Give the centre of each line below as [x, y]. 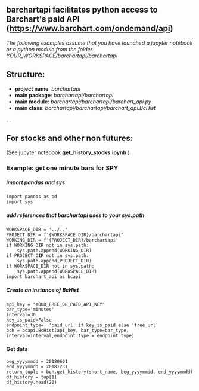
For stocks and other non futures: [70, 138]
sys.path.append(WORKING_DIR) [55, 251]
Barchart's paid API [43, 19]
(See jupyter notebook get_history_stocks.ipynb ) [68, 152]
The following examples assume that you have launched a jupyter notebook [99, 43]
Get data [17, 349]
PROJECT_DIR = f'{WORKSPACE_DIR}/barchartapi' [65, 235]
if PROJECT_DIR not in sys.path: [48, 256]
